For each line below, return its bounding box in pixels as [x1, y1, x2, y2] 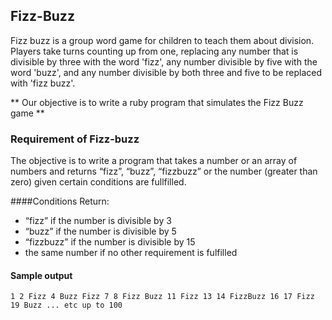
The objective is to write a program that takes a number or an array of [10, 155, 298, 167]
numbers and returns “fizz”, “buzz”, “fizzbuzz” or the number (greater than [10, 165, 318, 178]
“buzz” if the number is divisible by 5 [24, 225, 177, 238]
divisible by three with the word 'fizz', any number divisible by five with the [10, 55, 318, 68]
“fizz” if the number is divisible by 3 [24, 215, 172, 227]
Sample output [10, 269, 73, 281]
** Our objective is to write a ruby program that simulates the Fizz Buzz [10, 96, 304, 108]
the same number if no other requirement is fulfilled [24, 247, 238, 259]
